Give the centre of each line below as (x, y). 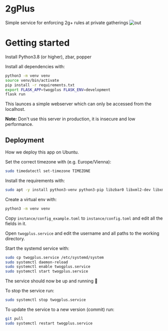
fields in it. (16, 223)
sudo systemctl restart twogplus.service (49, 323)
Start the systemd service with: (37, 248)
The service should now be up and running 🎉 (51, 281)
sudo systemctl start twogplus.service (47, 271)
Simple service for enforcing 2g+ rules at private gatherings (67, 23)
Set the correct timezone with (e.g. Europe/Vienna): (58, 162)
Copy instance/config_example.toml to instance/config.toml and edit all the (84, 218)
